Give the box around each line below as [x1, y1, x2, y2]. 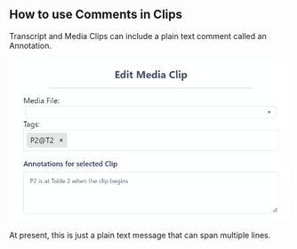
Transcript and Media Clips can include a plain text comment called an [9, 30, 267, 41]
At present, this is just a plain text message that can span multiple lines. [9, 229, 271, 240]
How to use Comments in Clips [9, 7, 183, 22]
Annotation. [9, 40, 52, 51]
